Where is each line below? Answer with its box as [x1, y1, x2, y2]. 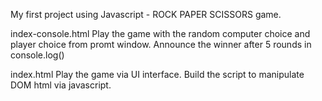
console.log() [10, 49, 65, 61]
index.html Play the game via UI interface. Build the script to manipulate [10, 69, 305, 80]
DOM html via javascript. [10, 79, 112, 91]
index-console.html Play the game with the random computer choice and [10, 28, 311, 39]
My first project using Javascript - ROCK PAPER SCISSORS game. [10, 9, 282, 20]
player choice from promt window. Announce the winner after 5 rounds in [10, 39, 312, 50]
